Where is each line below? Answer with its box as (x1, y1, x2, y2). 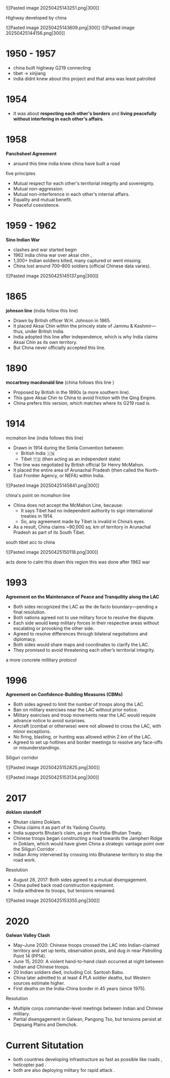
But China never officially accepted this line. (13, 345, 106, 351)
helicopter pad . (13, 1062, 46, 1068)
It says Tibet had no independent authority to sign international (20, 507, 153, 513)
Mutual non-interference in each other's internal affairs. (13, 191, 130, 197)
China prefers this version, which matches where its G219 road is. (13, 400, 151, 406)
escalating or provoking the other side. (13, 625, 95, 631)
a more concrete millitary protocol (6, 656, 77, 663)
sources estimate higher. (13, 980, 65, 986)
